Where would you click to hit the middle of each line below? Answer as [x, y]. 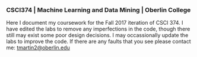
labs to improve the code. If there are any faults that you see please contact [99, 42]
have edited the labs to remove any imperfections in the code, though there [98, 29]
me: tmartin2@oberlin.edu [38, 48]
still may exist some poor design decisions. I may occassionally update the [97, 35]
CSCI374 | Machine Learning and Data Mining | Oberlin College [99, 10]
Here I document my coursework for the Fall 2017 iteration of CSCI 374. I [95, 23]
